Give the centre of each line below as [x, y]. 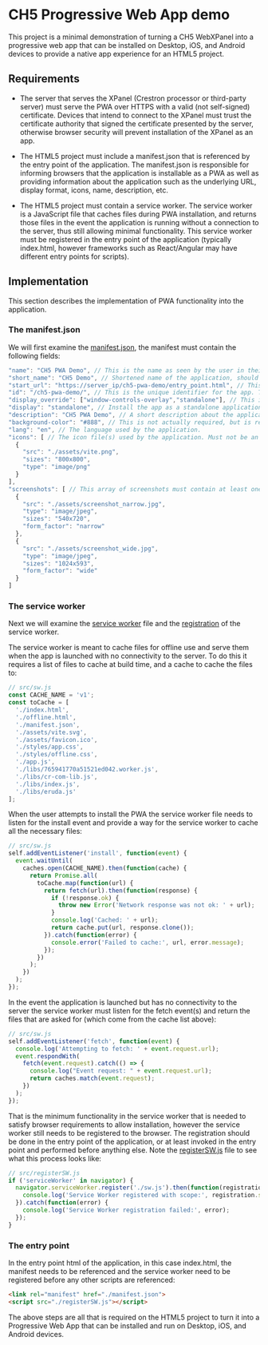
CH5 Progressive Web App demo [119, 15]
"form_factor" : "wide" [60, 571]
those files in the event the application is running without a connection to [139, 222]
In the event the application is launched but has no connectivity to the [123, 1002]
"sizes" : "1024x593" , [58, 563]
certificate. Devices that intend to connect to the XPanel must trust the [136, 115]
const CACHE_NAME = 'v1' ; [51, 695]
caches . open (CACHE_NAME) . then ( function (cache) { [105, 868]
